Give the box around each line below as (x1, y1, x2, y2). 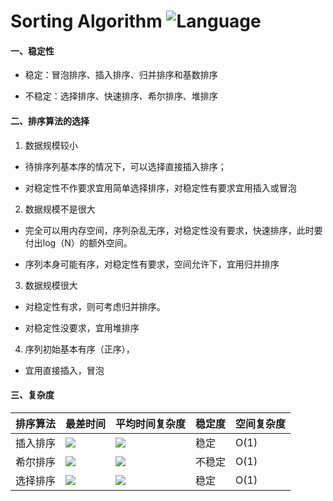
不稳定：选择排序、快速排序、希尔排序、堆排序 (24, 90, 218, 102)
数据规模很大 (24, 279, 78, 291)
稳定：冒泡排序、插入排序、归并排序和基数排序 (24, 69, 218, 81)
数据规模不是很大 (24, 203, 96, 215)
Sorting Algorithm (10, 10, 163, 33)
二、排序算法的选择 (10, 115, 90, 127)
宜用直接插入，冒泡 (24, 364, 105, 376)
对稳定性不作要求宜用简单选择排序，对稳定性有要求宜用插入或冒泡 (24, 181, 297, 194)
